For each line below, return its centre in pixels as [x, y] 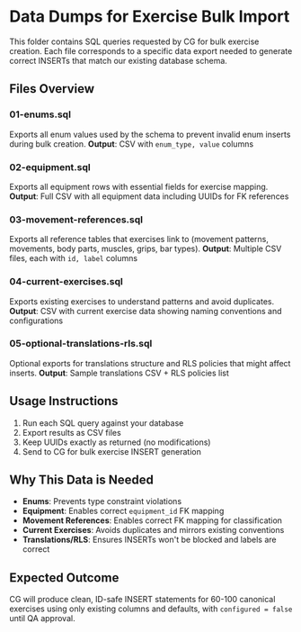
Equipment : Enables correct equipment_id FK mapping [123, 511]
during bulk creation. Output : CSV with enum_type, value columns [132, 144]
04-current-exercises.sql [66, 282]
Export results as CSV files [71, 432]
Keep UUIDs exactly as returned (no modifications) [116, 442]
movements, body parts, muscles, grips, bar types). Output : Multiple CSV [146, 248]
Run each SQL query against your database [103, 423]
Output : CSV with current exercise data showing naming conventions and [146, 311]
